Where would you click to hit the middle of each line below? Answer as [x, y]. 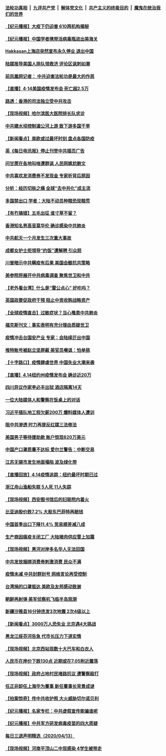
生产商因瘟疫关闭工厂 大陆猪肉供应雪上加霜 [50, 537]
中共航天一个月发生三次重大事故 [38, 238]
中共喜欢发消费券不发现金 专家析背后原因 [48, 176]
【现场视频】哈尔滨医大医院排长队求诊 [45, 114]
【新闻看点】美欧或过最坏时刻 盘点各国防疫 [50, 138]
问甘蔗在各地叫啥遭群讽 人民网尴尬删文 [46, 163]
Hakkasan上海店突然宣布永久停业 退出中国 [50, 51]
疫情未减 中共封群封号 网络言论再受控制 [46, 574]
